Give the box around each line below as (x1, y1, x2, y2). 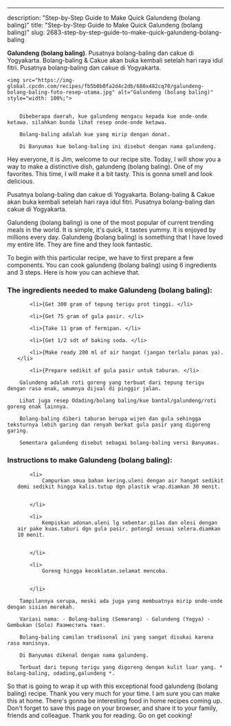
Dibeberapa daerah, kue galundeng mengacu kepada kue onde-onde (19, 113, 208, 120)
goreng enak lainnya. (7, 403, 69, 410)
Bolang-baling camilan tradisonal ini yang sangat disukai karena (19, 634, 214, 641)
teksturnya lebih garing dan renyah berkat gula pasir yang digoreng (7, 421, 211, 429)
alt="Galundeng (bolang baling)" (118, 89, 214, 96)
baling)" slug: (7, 28, 45, 36)
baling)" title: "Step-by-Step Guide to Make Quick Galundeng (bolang (7, 21, 203, 29)
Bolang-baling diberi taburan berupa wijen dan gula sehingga (19, 416, 201, 423)
